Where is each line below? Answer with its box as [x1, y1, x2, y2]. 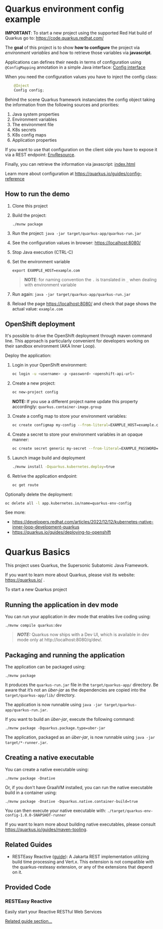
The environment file [12, 121, 54, 127]
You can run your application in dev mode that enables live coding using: [5, 614, 151, 619]
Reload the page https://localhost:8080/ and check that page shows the [12, 301, 157, 307]
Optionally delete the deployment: [5, 491, 73, 497]
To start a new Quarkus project [5, 586, 67, 593]
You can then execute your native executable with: [5, 808, 106, 813]
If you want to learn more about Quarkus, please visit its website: [5, 572, 135, 578]
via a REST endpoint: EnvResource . [5, 152, 76, 157]
